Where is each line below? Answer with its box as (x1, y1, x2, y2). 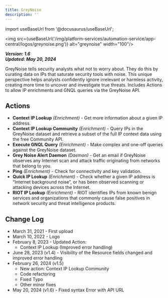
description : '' (5, 12, 39, 17)
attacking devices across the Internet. (12, 184, 91, 190)
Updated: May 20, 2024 (5, 56, 56, 62)
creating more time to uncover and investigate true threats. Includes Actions (5, 81, 162, 88)
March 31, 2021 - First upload (12, 228, 73, 234)
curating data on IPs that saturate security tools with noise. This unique (5, 71, 152, 77)
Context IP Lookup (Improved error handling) (20, 244, 113, 250)
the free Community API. (12, 136, 64, 142)
